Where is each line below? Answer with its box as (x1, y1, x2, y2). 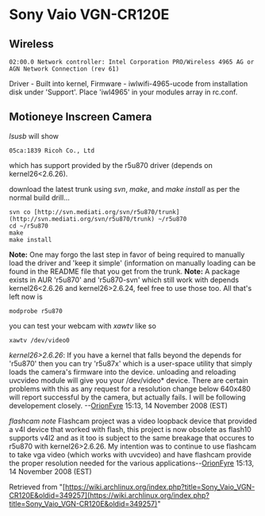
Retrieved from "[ (9, 482, 66, 491)
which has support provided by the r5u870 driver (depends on (9, 160, 213, 170)
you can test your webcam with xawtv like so (9, 321, 157, 331)
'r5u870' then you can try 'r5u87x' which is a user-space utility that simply (9, 358, 253, 368)
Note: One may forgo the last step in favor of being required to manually (9, 250, 245, 259)
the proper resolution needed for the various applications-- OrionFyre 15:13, (9, 458, 255, 468)
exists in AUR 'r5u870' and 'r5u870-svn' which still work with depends (9, 275, 240, 285)
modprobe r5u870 (9, 307, 63, 315)
